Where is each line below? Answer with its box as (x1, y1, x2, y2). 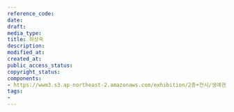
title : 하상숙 (7, 36, 44, 43)
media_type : (7, 29, 42, 37)
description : (7, 42, 45, 49)
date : (7, 17, 23, 24)
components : (7, 74, 42, 82)
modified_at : (7, 49, 45, 56)
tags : (7, 88, 23, 95)
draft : (7, 23, 26, 30)
